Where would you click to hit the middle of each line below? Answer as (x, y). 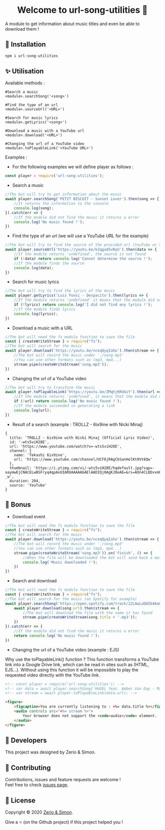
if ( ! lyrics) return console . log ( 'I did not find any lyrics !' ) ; (83, 305)
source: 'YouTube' (28, 485)
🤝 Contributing (28, 768)
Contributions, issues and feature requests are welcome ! (63, 780)
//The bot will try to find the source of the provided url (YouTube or (81, 245)
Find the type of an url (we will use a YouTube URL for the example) (80, 236)
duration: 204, (25, 481)
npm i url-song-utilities (31, 56)
